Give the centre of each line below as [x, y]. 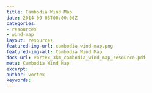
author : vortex [26, 75]
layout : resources [30, 40]
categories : [21, 23]
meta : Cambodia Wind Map [38, 63]
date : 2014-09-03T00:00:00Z [42, 18]
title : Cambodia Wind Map [39, 12]
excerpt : [17, 69]
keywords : [19, 80]
